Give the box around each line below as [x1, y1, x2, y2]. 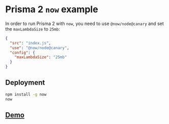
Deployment [5, 78, 45, 87]
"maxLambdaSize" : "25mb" [14, 55, 67, 60]
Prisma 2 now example [5, 4, 98, 15]
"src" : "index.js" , [10, 40, 51, 45]
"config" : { [10, 50, 36, 55]
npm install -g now [5, 92, 47, 97]
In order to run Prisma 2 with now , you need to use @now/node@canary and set [5, 20, 164, 27]
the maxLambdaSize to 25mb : [5, 26, 60, 32]
